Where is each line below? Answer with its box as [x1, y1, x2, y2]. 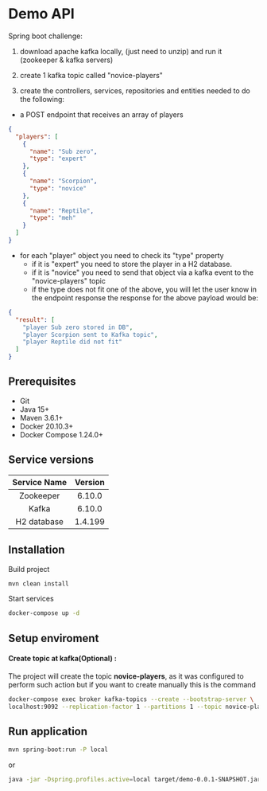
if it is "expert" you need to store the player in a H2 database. [31, 259, 233, 268]
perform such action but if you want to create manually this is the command [8, 679, 257, 689]
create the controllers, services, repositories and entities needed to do [19, 85, 250, 96]
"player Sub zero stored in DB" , [22, 323, 133, 331]
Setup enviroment [8, 631, 99, 645]
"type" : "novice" [29, 184, 87, 192]
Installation [8, 543, 65, 557]
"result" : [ [15, 315, 56, 323]
